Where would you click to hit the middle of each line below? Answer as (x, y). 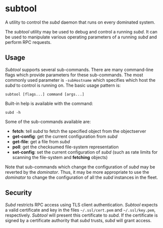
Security (18, 193)
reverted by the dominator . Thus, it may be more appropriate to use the (77, 172)
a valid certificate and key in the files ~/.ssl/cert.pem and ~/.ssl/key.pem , (80, 210)
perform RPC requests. (28, 42)
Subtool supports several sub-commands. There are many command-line (79, 69)
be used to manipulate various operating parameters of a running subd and (81, 37)
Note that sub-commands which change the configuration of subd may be (80, 167)
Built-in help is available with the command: (49, 103)
